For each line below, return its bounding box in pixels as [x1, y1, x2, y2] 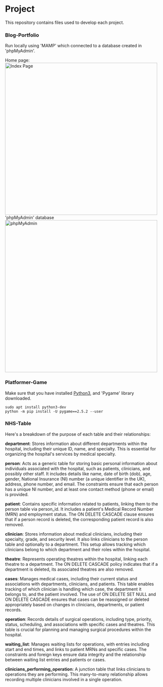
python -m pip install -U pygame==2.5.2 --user [5, 409, 104, 414]
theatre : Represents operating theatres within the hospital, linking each [5, 556, 148, 562]
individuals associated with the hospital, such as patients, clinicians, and [5, 465, 150, 471]
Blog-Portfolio [5, 32, 39, 38]
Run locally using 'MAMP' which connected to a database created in [5, 43, 142, 49]
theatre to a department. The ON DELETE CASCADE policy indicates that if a [5, 561, 158, 567]
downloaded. [5, 395, 32, 401]
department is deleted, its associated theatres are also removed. [5, 566, 134, 572]
